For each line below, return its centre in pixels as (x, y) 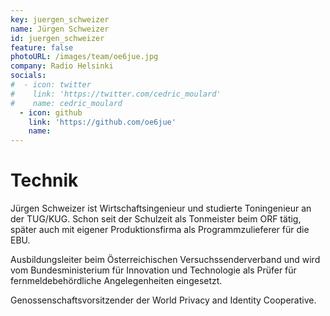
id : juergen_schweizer (57, 38)
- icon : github (51, 112)
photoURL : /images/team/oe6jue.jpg (84, 57)
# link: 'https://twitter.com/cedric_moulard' (116, 94)
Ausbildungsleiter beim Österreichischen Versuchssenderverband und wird (165, 260)
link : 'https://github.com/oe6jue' (102, 122)
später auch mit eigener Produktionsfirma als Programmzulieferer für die (160, 230)
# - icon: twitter (51, 85)
